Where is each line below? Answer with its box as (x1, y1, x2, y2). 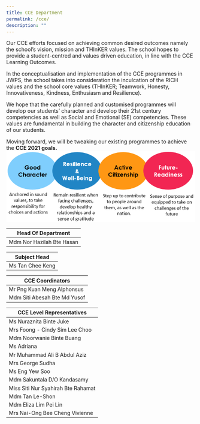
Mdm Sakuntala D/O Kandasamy (8, 376, 89, 383)
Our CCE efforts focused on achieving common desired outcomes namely (6, 40, 189, 47)
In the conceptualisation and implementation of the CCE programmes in (6, 70, 183, 77)
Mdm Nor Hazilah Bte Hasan (8, 238, 79, 245)
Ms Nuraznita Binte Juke (8, 318, 69, 325)
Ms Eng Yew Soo (8, 368, 51, 375)
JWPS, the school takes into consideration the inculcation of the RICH (6, 77, 178, 84)
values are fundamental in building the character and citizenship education (6, 120, 190, 127)
